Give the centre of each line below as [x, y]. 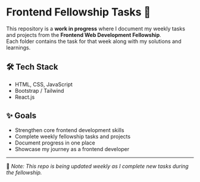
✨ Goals [21, 116]
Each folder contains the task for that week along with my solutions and [94, 41]
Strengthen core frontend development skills [69, 130]
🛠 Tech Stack [32, 67]
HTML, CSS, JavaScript [44, 84]
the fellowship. [24, 172]
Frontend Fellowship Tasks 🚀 [79, 12]
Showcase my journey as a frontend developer [72, 149]
